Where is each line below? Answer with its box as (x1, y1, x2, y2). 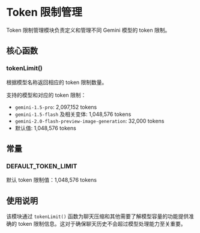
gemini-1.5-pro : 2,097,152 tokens (14, 103, 97, 110)
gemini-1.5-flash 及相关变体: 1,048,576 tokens (14, 110, 132, 118)
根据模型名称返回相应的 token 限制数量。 (6, 79, 108, 86)
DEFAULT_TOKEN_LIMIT (6, 162, 77, 170)
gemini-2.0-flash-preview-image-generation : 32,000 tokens (14, 117, 165, 124)
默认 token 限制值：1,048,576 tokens (6, 177, 97, 184)
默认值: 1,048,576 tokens (14, 124, 76, 132)
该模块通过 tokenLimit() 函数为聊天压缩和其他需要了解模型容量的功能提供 (6, 213, 189, 220)
